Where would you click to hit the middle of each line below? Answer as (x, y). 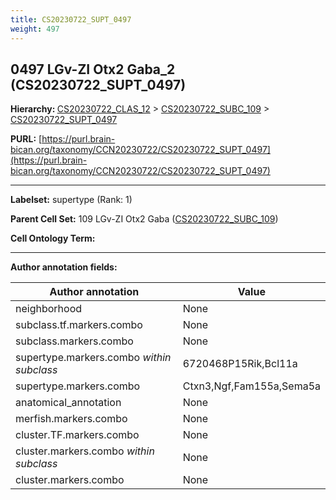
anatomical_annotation (68, 403)
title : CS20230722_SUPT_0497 (71, 19)
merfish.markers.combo (71, 419)
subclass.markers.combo (74, 341)
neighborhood (49, 309)
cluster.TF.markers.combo (77, 435)
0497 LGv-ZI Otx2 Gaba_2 (93, 69)
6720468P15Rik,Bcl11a (240, 364)
